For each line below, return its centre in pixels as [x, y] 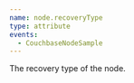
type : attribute [40, 26]
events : [24, 34]
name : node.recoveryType [56, 18]
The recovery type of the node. [68, 69]
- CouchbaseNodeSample [60, 43]
